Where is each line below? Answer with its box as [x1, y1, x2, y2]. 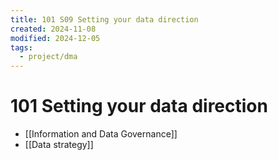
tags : [10, 42, 33, 53]
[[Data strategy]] [24, 139, 94, 151]
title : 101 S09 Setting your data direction [10, 14, 199, 25]
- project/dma [19, 52, 78, 62]
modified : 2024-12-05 [10, 33, 101, 43]
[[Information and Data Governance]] [24, 128, 178, 140]
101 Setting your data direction [10, 95, 268, 118]
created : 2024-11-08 [10, 24, 97, 34]
